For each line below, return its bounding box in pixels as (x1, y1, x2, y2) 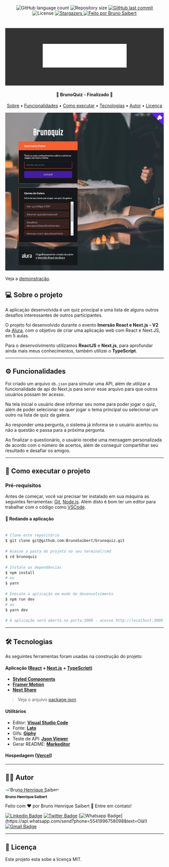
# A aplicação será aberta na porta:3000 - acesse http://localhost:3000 (5, 618, 163, 623)
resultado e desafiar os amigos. (5, 447, 71, 453)
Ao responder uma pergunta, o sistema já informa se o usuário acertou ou (5, 422, 158, 428)
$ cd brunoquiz (5, 554, 37, 559)
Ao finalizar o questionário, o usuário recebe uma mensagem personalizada (5, 437, 162, 443)
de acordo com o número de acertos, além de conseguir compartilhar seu (5, 442, 158, 448)
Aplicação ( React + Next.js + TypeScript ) (5, 665, 93, 671)
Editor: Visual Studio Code (12, 720, 68, 726)
